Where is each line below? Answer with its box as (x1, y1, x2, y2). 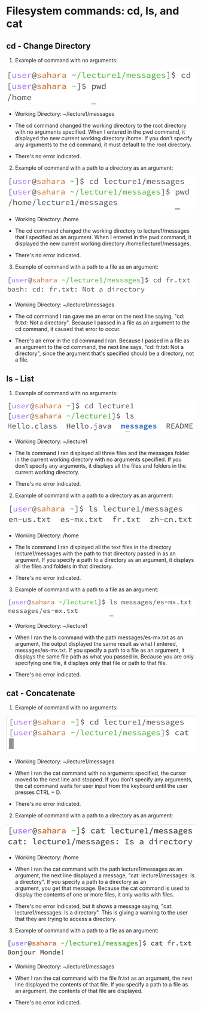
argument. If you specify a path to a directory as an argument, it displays (14, 556, 194, 563)
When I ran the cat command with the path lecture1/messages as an (14, 865, 182, 872)
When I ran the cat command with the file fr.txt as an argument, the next (14, 974, 193, 982)
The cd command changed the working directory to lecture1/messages (14, 227, 190, 234)
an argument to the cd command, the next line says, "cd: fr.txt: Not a (14, 344, 184, 351)
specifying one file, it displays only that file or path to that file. (14, 659, 167, 666)
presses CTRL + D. (14, 789, 62, 796)
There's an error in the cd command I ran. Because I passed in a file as (14, 337, 190, 344)
